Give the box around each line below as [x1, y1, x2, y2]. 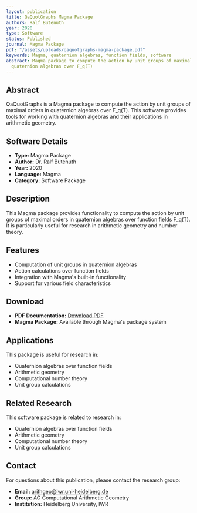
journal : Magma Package [6, 42, 64, 48]
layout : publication [6, 8, 57, 15]
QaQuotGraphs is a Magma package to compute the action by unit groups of [6, 100, 191, 108]
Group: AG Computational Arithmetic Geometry [14, 494, 130, 501]
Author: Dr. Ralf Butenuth [14, 158, 76, 165]
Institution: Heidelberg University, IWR [14, 500, 108, 507]
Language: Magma [14, 171, 62, 177]
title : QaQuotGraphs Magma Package [6, 14, 93, 20]
